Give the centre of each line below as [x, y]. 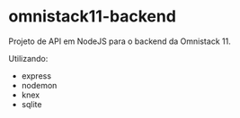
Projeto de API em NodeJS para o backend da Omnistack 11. [120, 41]
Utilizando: [28, 58]
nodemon [39, 85]
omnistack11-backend [93, 17]
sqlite [31, 104]
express [36, 76]
